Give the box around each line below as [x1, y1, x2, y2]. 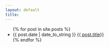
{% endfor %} [12, 36, 42, 43]
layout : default [5, 7, 40, 13]
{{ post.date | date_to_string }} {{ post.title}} [12, 31, 104, 37]
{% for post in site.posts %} [12, 26, 71, 32]
